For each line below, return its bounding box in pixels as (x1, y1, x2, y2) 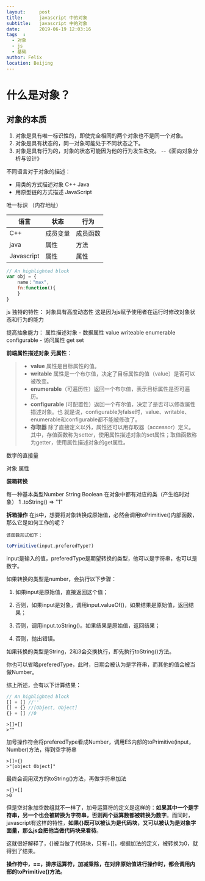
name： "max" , (17, 279, 50, 286)
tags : (6, 32, 26, 38)
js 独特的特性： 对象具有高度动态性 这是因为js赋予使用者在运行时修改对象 (6, 308, 190, 315)
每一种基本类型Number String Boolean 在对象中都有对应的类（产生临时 (6, 490, 184, 498)
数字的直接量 (6, 451, 38, 459)
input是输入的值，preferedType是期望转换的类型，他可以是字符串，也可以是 (6, 554, 198, 562)
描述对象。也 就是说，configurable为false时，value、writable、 (30, 408, 190, 415)
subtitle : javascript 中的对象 (6, 20, 88, 26)
